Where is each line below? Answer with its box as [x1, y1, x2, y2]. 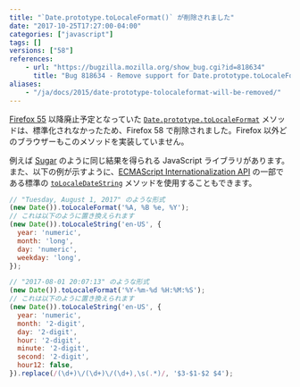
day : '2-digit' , [17, 327, 78, 336]
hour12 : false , [17, 361, 74, 370]
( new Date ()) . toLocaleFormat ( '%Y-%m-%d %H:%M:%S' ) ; [9, 286, 205, 295]
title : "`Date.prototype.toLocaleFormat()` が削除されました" [9, 13, 235, 22]
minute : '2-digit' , [17, 344, 90, 353]
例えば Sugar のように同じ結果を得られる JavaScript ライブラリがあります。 [9, 155, 290, 165]
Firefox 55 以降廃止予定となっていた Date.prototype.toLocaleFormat [9, 114, 261, 124]
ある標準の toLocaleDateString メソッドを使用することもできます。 [9, 177, 257, 188]
